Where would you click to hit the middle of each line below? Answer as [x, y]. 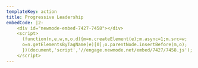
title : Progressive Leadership [45, 17]
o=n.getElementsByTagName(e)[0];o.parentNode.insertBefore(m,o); [104, 45]
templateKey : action [32, 12]
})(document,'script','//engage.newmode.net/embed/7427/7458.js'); [107, 50]
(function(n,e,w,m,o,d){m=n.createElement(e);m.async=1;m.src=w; [104, 39]
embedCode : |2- [25, 22]
